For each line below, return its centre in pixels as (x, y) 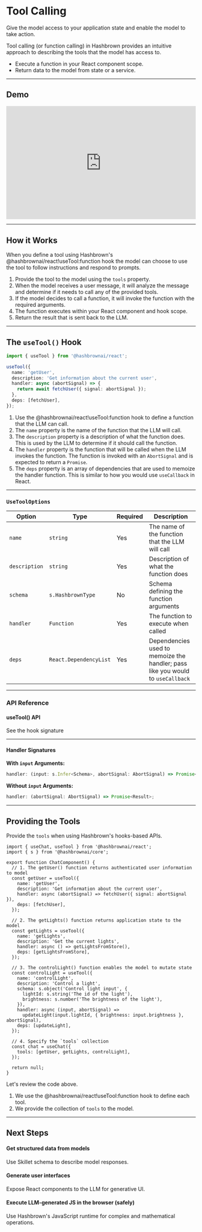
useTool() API (23, 717)
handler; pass (168, 664)
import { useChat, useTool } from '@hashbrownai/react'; (79, 847)
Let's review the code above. (42, 1084)
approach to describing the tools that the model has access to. (84, 52)
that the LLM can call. (42, 424)
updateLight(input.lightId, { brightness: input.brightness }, (103, 1015)
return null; (28, 1068)
